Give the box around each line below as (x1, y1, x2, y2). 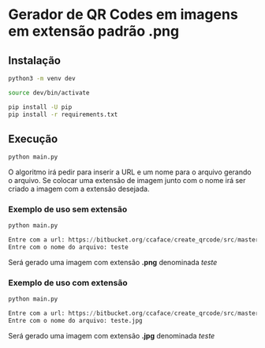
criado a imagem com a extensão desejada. (8, 184, 150, 194)
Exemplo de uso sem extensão (8, 204, 128, 215)
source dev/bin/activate (8, 88, 90, 96)
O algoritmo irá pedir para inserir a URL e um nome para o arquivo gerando (8, 167, 252, 177)
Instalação (8, 54, 62, 67)
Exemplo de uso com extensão (8, 278, 128, 289)
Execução (8, 132, 58, 145)
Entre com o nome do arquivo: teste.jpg (8, 317, 144, 325)
